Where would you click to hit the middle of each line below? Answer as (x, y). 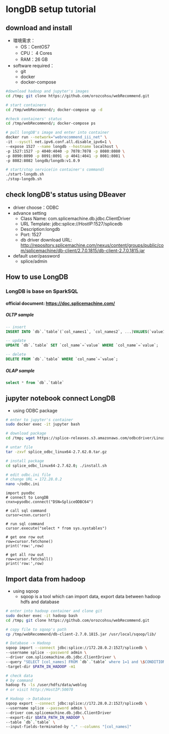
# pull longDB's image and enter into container (57, 133)
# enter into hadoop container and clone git (54, 611)
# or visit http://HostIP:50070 (39, 690)
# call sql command (26, 511)
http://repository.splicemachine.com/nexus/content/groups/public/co (92, 245)
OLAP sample (20, 370)
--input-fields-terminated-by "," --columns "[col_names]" (69, 727)
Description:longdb (40, 229)
